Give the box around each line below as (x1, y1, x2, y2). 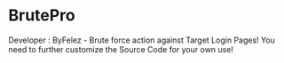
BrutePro (8, 5, 76, 26)
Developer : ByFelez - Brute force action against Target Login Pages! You (8, 35, 276, 45)
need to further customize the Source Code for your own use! (8, 43, 234, 54)
